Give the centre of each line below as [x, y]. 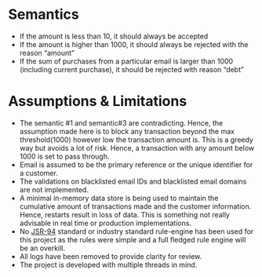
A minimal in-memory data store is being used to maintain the [119, 198]
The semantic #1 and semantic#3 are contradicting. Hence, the [121, 122]
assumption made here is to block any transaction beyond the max [127, 131]
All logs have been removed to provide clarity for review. [111, 256]
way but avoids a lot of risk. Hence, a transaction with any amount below [137, 148]
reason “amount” [47, 53]
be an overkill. [42, 248]
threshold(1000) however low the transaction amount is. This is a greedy [136, 140]
